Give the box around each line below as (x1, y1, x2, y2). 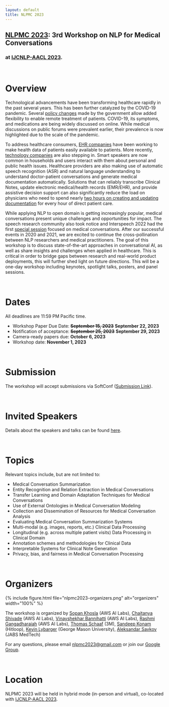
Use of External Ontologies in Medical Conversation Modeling (12, 502, 141, 508)
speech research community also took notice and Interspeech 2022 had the (5, 221, 163, 227)
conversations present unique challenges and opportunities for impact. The (5, 215, 162, 222)
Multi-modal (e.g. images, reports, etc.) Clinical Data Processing (12, 524, 146, 530)
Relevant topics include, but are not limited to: (5, 471, 100, 477)
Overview (5, 83, 47, 94)
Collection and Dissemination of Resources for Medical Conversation (12, 508, 156, 514)
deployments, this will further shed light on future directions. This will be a (5, 258, 159, 265)
